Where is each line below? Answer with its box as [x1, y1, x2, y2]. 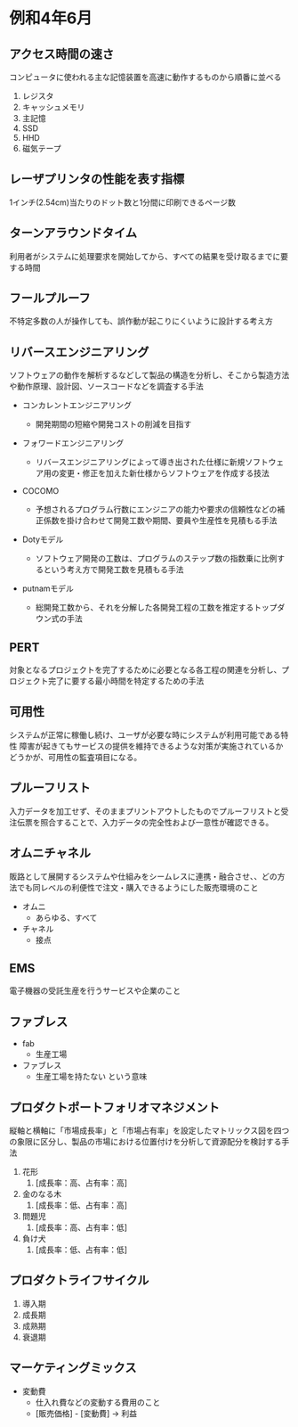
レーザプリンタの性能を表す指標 [9, 171, 185, 187]
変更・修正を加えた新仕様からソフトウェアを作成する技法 [59, 468, 270, 479]
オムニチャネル [9, 846, 92, 861]
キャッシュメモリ [21, 102, 85, 112]
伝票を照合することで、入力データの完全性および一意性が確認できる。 [16, 816, 274, 827]
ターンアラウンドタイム [9, 226, 138, 241]
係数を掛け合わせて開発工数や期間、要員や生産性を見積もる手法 [43, 515, 278, 526]
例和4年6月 [9, 8, 93, 29]
